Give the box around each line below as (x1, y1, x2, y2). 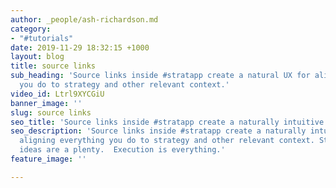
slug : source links (10, 107, 92, 118)
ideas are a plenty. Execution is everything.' (19, 145, 226, 155)
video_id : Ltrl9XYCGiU (10, 89, 105, 99)
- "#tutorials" (10, 33, 74, 43)
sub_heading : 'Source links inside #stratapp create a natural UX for (10, 71, 311, 81)
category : (10, 24, 52, 34)
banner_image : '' (10, 98, 83, 108)
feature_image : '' (10, 154, 87, 164)
